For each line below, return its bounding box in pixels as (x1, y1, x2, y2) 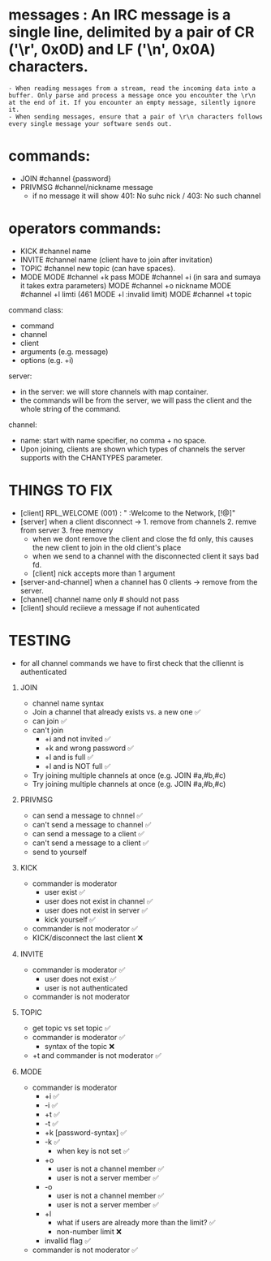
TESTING (8, 631, 71, 650)
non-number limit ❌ (56, 1226, 122, 1236)
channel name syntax (32, 698, 104, 708)
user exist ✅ (44, 887, 86, 896)
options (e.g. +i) (19, 355, 75, 365)
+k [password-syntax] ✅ (44, 1127, 127, 1138)
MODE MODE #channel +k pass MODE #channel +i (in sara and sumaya (19, 272, 261, 282)
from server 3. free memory (19, 525, 114, 535)
